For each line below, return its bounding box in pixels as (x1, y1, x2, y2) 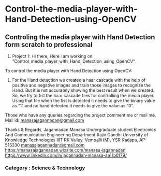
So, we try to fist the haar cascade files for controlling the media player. (12, 93, 155, 98)
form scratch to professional (5, 40, 93, 49)
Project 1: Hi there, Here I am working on (12, 53, 93, 59)
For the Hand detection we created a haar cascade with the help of (12, 77, 146, 83)
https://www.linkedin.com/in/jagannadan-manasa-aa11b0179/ (5, 152, 127, 158)
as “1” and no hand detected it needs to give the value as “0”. (12, 103, 134, 108)
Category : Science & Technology (5, 164, 86, 171)
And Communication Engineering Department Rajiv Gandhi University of (5, 132, 148, 137)
